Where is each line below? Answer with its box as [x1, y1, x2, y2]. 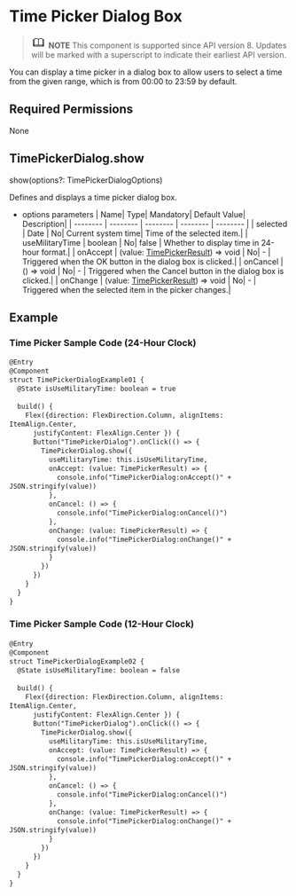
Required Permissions [9, 102, 134, 117]
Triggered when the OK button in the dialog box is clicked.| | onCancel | [21, 255, 284, 267]
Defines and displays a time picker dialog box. [9, 192, 177, 202]
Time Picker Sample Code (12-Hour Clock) [9, 618, 195, 631]
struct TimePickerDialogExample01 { [9, 375, 144, 385]
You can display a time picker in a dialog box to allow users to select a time [9, 67, 283, 77]
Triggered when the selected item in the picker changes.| [21, 284, 231, 295]
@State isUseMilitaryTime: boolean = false [17, 665, 180, 675]
